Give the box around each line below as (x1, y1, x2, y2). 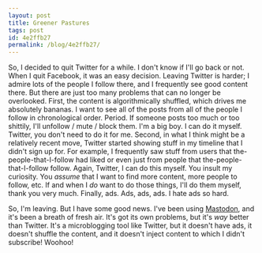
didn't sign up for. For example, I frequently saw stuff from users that (8, 147, 232, 157)
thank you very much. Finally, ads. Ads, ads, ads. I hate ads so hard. (8, 189, 230, 198)
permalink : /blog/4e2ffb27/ (8, 41, 101, 49)
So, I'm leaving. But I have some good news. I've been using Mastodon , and (8, 204, 255, 213)
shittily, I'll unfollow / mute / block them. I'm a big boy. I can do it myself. (8, 122, 242, 131)
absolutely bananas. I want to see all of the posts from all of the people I (8, 104, 243, 115)
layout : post (8, 11, 51, 20)
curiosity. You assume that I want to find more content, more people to (8, 172, 238, 182)
